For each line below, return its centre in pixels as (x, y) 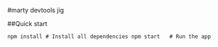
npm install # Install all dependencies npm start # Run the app (109, 36)
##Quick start (27, 23)
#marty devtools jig (36, 10)
